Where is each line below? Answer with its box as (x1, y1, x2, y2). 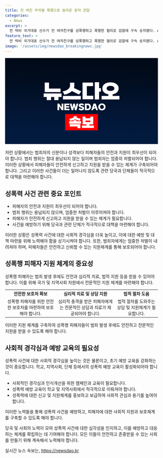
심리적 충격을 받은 (58, 298, 92, 304)
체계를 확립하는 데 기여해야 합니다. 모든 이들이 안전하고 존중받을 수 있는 (14, 431, 149, 437)
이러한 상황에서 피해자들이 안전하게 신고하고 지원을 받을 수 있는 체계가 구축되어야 (5, 162, 158, 168)
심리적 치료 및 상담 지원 (64, 291, 108, 297)
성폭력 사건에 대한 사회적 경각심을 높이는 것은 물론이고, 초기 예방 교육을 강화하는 (5, 358, 157, 364)
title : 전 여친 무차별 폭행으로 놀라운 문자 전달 (5, 8, 90, 13)
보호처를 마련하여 (12, 304, 45, 310)
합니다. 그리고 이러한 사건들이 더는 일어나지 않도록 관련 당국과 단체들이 (5, 168, 138, 174)
